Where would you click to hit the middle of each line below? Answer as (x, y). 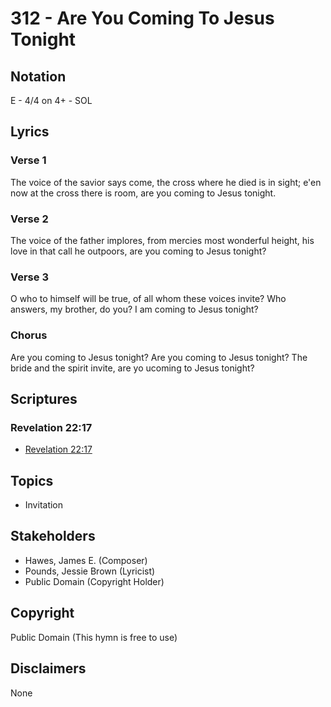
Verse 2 (29, 219)
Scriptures (44, 398)
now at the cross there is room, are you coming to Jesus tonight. (143, 193)
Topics (32, 480)
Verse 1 (28, 160)
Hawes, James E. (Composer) (86, 560)
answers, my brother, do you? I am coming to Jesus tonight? (134, 309)
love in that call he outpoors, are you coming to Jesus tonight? (138, 251)
